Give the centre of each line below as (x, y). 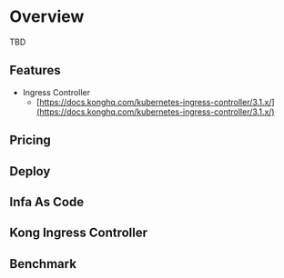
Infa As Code (47, 202)
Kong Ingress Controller (79, 233)
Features (35, 70)
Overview (47, 17)
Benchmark (43, 264)
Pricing (30, 140)
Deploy (30, 171)
